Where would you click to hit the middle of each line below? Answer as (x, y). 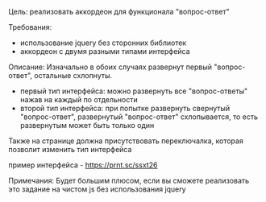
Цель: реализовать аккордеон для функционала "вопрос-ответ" (119, 12)
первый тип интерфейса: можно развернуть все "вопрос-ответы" (134, 91)
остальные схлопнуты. (73, 75)
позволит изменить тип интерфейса (70, 149)
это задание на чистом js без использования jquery (98, 189)
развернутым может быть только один (87, 125)
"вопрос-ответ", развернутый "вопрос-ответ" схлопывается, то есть (139, 117)
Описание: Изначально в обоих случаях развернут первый (110, 67)
